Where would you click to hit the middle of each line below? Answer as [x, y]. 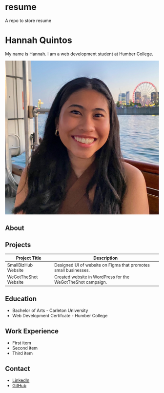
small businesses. [72, 270]
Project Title [29, 258]
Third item [22, 353]
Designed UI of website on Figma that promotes [102, 265]
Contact [18, 368]
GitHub [19, 386]
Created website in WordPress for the [92, 277]
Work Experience [32, 331]
